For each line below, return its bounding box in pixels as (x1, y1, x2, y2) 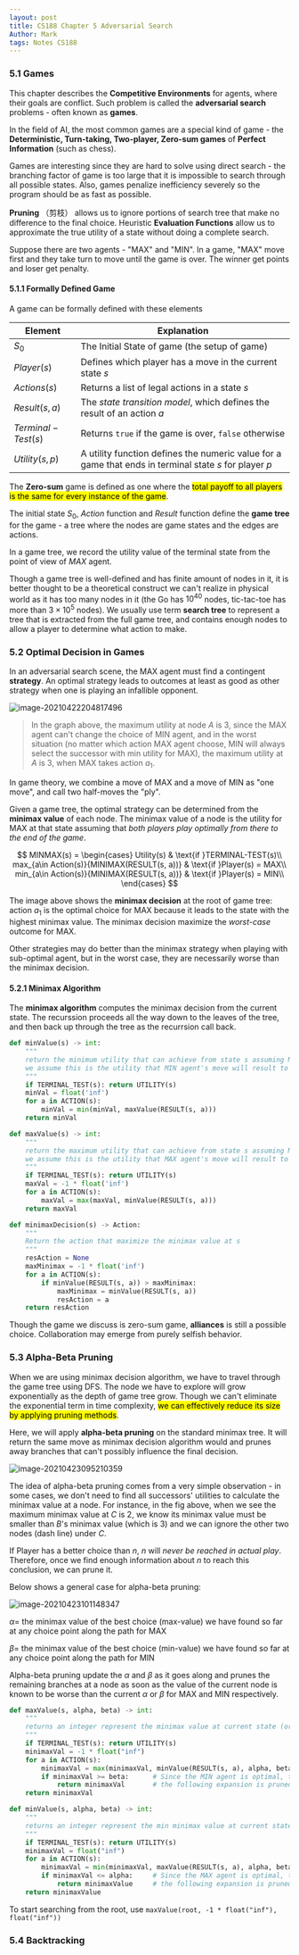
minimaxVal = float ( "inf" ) (25, 1846, 125, 1855)
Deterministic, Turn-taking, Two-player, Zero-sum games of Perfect (9, 133, 266, 144)
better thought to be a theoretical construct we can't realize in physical (9, 582, 270, 594)
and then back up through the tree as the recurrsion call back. (9, 1021, 237, 1032)
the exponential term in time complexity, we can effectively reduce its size (9, 1400, 281, 1410)
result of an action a (80, 407, 165, 420)
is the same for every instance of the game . (9, 490, 169, 501)
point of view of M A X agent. (9, 555, 113, 567)
